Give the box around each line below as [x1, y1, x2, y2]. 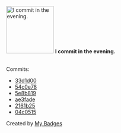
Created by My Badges [6, 120, 62, 126]
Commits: [6, 66, 30, 73]
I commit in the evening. [55, 48, 116, 55]
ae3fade [14, 96, 36, 103]
